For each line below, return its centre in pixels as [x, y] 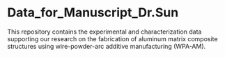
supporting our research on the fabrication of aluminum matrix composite [113, 38]
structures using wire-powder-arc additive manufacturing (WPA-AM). [107, 46]
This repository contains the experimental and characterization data [104, 32]
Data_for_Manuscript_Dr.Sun [93, 13]
